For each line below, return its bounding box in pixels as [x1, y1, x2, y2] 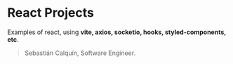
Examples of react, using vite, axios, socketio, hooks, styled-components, [7, 28, 227, 36]
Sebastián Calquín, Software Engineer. [24, 49, 135, 57]
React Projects [7, 5, 95, 21]
